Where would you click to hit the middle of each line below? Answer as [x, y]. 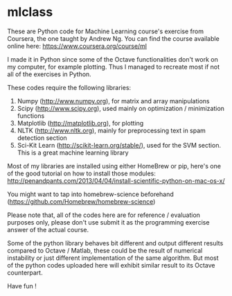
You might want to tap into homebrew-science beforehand [91, 194]
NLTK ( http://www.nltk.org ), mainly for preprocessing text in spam [111, 130]
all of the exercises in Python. [49, 74]
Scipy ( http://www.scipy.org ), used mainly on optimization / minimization [121, 108]
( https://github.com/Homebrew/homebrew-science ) [81, 201]
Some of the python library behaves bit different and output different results [115, 243]
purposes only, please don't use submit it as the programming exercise [108, 222]
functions [31, 116]
